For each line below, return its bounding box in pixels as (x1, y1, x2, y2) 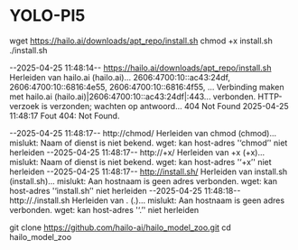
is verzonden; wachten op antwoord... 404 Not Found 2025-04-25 (41, 100, 289, 111)
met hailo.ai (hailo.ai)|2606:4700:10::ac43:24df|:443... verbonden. (9, 91, 256, 102)
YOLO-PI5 (9, 5, 86, 26)
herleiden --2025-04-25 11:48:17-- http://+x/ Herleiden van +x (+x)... (9, 146, 265, 158)
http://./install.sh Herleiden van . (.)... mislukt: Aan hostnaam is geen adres (9, 195, 285, 206)
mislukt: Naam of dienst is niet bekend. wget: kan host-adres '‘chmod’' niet (9, 137, 288, 148)
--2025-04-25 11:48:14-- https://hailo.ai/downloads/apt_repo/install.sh (9, 62, 272, 73)
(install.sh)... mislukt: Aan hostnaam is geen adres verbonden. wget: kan (9, 175, 278, 186)
